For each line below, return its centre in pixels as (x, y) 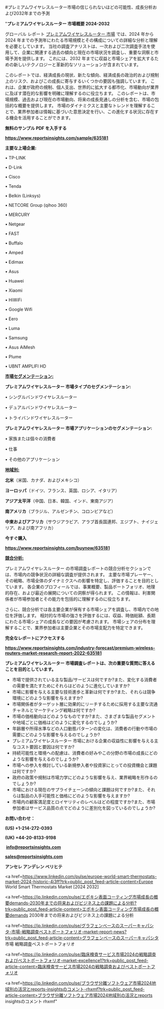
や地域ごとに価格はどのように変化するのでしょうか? (64, 722)
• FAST (12, 233)
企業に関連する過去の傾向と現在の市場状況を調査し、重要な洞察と (88, 52)
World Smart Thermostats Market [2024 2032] (52, 887)
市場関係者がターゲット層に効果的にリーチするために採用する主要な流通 (85, 704)
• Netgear (15, 224)
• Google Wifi (19, 309)
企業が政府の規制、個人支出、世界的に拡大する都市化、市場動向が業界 (88, 87)
